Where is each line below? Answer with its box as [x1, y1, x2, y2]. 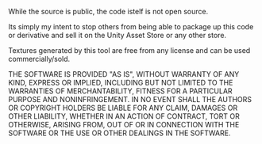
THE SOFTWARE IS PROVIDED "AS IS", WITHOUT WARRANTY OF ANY [8, 70, 240, 78]
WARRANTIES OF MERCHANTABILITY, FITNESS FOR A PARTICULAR [8, 86, 233, 96]
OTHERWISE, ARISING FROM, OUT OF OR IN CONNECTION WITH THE [8, 120, 240, 129]
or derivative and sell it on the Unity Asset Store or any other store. [8, 31, 227, 40]
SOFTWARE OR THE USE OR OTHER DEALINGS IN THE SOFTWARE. [8, 128, 231, 138]
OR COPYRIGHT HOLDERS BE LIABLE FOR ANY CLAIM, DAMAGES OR [8, 103, 238, 112]
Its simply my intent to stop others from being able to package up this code [8, 22, 254, 31]
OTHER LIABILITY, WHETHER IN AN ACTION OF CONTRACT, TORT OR [8, 112, 240, 121]
